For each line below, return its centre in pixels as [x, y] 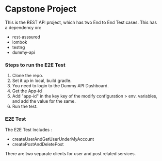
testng [18, 47]
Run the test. [25, 106]
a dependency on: [23, 27]
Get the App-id [27, 91]
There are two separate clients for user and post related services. [71, 153]
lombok [20, 42]
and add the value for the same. [44, 101]
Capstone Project [41, 9]
